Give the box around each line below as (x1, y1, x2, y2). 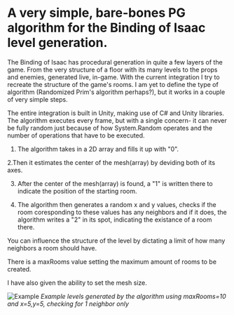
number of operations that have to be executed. (7, 131, 145, 140)
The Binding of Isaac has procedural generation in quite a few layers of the (7, 58, 223, 66)
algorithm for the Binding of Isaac (7, 20, 206, 36)
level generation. (7, 35, 108, 51)
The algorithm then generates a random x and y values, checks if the (17, 200, 217, 208)
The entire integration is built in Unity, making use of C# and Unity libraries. (7, 109, 224, 117)
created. (7, 264, 32, 273)
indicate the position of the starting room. (17, 187, 137, 195)
